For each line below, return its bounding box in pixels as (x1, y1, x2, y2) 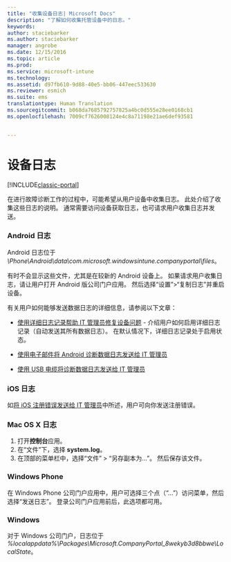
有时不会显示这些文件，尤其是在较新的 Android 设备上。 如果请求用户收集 (7, 271, 216, 280)
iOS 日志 (7, 383, 36, 393)
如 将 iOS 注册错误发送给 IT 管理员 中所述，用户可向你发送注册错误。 (7, 401, 199, 409)
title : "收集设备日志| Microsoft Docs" (7, 10, 116, 17)
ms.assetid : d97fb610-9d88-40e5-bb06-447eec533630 (7, 81, 156, 88)
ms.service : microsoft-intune (7, 68, 95, 75)
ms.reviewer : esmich (7, 87, 67, 94)
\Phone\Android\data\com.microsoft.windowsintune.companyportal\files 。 (7, 257, 221, 265)
